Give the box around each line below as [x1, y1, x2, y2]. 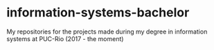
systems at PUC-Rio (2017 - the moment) [6, 34, 124, 42]
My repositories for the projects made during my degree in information [6, 27, 208, 36]
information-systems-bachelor [6, 5, 190, 21]
